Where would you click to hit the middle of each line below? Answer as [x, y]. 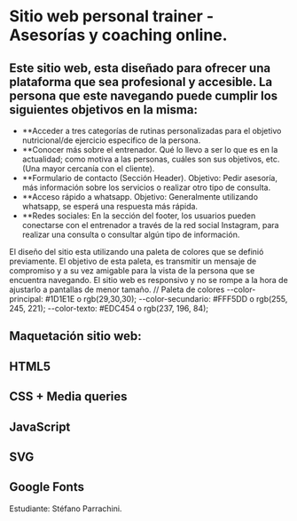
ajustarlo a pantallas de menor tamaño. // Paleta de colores [117, 289]
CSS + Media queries [68, 397]
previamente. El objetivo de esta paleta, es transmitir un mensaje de [133, 261]
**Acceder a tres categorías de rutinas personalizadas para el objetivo [152, 131]
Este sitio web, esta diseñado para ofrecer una [140, 68]
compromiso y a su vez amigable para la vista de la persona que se [132, 271]
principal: [27, 299]
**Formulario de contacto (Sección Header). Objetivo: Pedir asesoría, [149, 178]
